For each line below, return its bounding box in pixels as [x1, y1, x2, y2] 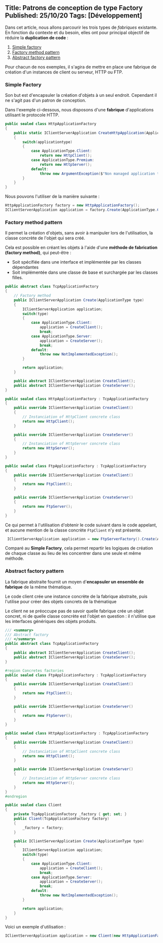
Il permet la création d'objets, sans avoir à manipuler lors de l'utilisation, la [5, 230, 153, 236]
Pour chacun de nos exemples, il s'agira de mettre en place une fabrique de [5, 64, 157, 70]
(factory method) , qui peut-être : [5, 250, 71, 256]
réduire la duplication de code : [5, 35, 69, 40]
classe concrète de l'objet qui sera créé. [5, 235, 85, 241]
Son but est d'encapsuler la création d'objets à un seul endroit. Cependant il [5, 92, 157, 98]
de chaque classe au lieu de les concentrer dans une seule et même [5, 551, 142, 556]
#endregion [5, 794, 27, 799]
